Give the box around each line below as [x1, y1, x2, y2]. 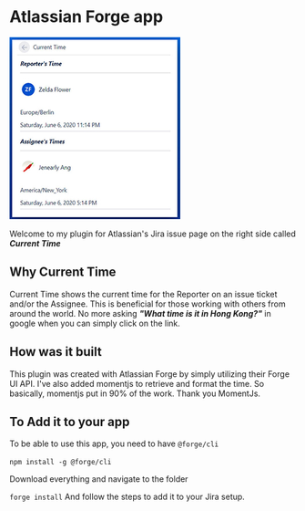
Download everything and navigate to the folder [9, 474, 188, 485]
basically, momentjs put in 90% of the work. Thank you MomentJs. [9, 388, 261, 399]
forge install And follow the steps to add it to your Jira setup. [9, 491, 246, 503]
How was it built [9, 344, 102, 360]
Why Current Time [9, 265, 117, 280]
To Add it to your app [9, 413, 130, 430]
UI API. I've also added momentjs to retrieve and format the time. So [9, 378, 265, 389]
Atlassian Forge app [9, 6, 164, 27]
